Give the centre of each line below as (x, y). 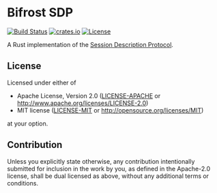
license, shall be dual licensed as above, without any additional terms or (108, 176)
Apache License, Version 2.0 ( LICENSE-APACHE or (89, 95)
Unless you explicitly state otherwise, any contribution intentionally (101, 161)
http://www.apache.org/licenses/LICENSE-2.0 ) (83, 103)
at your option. (28, 123)
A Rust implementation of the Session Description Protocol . (90, 44)
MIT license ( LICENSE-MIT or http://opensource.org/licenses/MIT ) (110, 110)
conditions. (23, 183)
